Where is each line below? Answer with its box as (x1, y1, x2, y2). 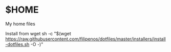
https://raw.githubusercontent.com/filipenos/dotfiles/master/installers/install (5, 36, 166, 42)
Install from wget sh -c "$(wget (5, 30, 72, 36)
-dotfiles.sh (5, 41, 30, 47)
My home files (5, 21, 36, 27)
